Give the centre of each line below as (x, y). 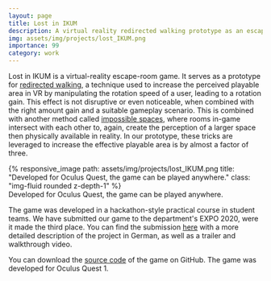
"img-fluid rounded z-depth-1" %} (65, 186)
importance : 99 (34, 46)
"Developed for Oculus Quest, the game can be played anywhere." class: (129, 177)
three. (18, 153)
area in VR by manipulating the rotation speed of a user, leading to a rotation (135, 93)
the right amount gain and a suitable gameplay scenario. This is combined (131, 110)
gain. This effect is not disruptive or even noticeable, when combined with (131, 102)
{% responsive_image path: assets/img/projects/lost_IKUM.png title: (122, 169)
